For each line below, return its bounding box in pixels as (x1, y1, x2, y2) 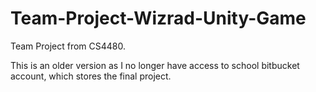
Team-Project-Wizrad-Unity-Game (10, 7, 307, 30)
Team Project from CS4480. (10, 40, 127, 52)
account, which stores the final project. (10, 70, 172, 82)
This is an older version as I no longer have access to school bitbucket (10, 59, 300, 71)
